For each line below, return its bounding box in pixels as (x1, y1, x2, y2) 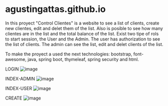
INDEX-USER (5, 85, 33, 91)
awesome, (5, 56, 27, 62)
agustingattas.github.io (5, 3, 106, 15)
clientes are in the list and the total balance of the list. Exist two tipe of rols (5, 30, 159, 36)
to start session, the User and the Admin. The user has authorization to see (5, 36, 160, 42)
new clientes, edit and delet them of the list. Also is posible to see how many (5, 25, 163, 31)
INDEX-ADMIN (5, 75, 35, 81)
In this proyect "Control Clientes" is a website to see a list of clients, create (5, 20, 159, 26)
